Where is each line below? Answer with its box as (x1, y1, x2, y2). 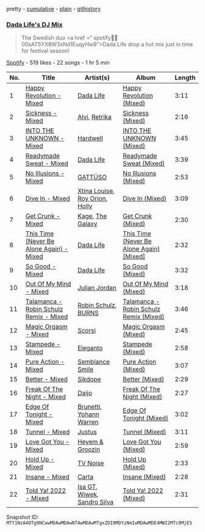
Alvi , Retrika (77, 113, 112, 121)
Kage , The (77, 212, 107, 220)
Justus (77, 428, 97, 436)
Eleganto (77, 344, 103, 353)
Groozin (77, 445, 101, 454)
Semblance (77, 358, 110, 366)
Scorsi (77, 326, 96, 335)
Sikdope (77, 375, 101, 384)
